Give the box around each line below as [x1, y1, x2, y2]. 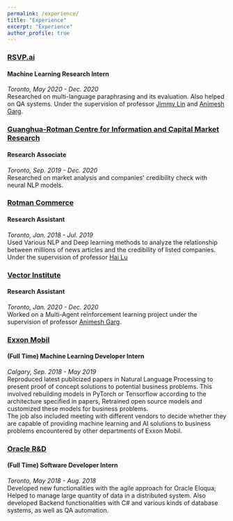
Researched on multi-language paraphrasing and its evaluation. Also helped [7, 92, 225, 101]
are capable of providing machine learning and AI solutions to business [7, 419, 211, 427]
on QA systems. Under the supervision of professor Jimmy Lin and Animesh [7, 100, 225, 108]
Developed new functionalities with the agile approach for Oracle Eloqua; [7, 484, 217, 492]
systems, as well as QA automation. [7, 506, 109, 514]
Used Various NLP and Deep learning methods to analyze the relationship [7, 238, 218, 247]
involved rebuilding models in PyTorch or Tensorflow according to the [7, 390, 207, 398]
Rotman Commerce [7, 198, 74, 208]
